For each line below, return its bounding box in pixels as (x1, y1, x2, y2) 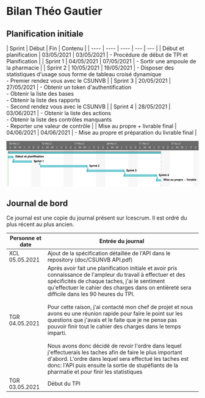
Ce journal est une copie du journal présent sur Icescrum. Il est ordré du (6, 215, 187, 222)
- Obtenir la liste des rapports (6, 96, 81, 104)
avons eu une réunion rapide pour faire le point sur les (47, 310, 183, 318)
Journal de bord (6, 198, 68, 208)
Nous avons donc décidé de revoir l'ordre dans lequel (47, 343, 182, 350)
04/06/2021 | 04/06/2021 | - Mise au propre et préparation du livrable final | (6, 129, 197, 136)
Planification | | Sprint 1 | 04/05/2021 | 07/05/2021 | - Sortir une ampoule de (6, 58, 196, 65)
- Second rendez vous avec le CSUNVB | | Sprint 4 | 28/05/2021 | (6, 103, 171, 110)
